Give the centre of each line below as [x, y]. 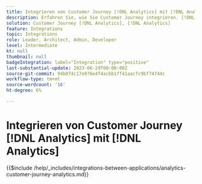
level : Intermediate [32, 46]
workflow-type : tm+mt [33, 79]
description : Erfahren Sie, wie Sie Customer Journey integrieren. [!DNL [101, 17]
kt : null [17, 51]
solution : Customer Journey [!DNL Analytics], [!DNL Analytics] [88, 23]
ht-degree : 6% [24, 90]
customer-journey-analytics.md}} [47, 174]
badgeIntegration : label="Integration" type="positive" [78, 62]
